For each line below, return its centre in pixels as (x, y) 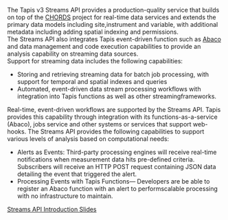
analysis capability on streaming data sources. (73, 54)
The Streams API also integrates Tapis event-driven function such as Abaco (114, 39)
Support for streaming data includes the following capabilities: (95, 61)
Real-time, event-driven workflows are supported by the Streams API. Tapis (114, 110)
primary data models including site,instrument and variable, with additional (113, 24)
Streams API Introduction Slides (52, 209)
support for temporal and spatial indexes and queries (92, 81)
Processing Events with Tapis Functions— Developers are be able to (113, 181)
